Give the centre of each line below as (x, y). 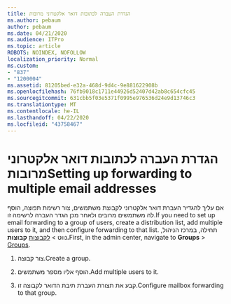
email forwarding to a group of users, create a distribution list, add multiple (115, 223)
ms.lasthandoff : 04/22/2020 (48, 117)
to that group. (37, 293)
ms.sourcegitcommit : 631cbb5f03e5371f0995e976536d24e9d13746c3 (101, 99)
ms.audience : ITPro (36, 40)
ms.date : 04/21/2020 (37, 33)
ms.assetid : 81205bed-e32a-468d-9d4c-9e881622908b (83, 85)
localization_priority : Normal (53, 59)
